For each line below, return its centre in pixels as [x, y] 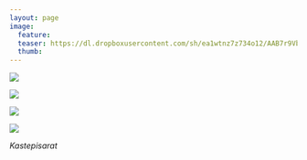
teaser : [32, 43]
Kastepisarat [33, 145]
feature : [34, 35]
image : [22, 26]
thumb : [30, 52]
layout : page [34, 18]
